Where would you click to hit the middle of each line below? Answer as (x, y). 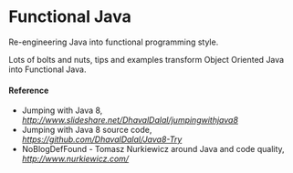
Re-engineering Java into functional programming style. (114, 42)
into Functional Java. (47, 69)
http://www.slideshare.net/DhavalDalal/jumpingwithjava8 (130, 120)
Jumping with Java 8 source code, (87, 130)
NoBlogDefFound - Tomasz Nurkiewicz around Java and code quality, (153, 149)
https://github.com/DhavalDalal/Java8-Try (102, 139)
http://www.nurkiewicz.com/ (75, 159)
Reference (29, 90)
